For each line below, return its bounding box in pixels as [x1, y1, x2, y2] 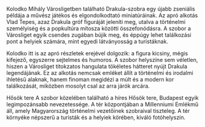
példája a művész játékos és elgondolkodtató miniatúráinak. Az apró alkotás [6, 12, 198, 19]
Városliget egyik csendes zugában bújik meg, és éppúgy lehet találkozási [6, 31, 191, 39]
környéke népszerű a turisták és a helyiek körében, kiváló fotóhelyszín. [6, 114, 186, 121]
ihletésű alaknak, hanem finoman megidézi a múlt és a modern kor [6, 76, 174, 83]
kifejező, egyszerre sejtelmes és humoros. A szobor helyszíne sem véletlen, [6, 56, 198, 63]
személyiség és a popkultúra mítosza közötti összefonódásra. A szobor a [6, 25, 191, 32]
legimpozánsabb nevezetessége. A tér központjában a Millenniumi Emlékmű [6, 101, 199, 108]
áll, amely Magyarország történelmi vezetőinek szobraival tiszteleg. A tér [6, 107, 190, 114]
